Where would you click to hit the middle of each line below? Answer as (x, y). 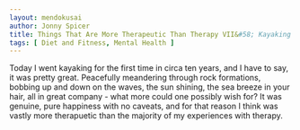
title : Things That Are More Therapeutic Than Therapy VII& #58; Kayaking (150, 34)
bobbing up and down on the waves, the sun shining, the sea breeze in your (150, 87)
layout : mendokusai (46, 17)
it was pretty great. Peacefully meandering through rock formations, (135, 78)
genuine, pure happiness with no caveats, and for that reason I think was (144, 106)
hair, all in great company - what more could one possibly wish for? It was (146, 97)
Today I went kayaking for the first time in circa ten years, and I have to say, (149, 68)
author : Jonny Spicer (50, 26)
